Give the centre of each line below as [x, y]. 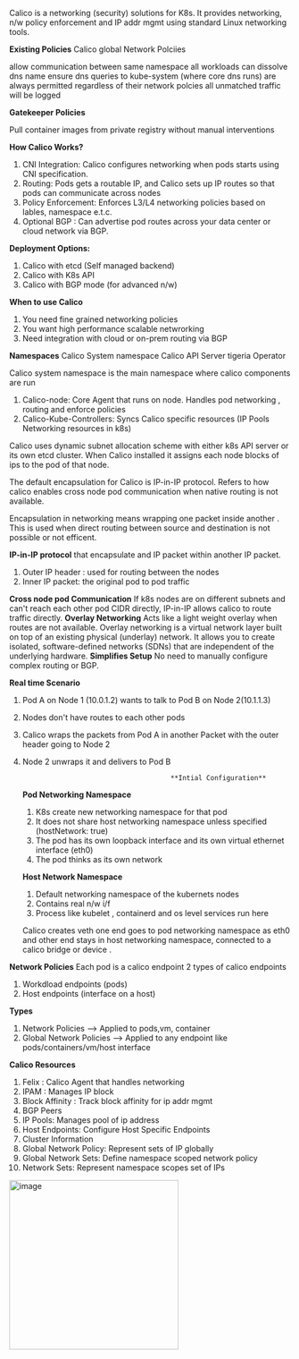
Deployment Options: [50, 248]
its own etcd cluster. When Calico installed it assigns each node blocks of [144, 455]
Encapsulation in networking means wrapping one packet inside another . [144, 518]
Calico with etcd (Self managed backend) [99, 266]
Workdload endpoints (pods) [75, 984]
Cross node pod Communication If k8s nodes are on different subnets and [147, 599]
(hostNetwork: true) [72, 831]
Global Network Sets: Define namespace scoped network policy [140, 1158]
